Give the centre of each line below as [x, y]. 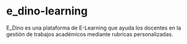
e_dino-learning [47, 11]
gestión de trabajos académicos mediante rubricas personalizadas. [90, 34]
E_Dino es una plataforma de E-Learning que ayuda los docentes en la [93, 28]
